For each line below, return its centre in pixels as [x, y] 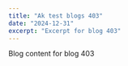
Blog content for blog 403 [51, 54]
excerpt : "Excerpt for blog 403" [65, 31]
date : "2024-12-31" [41, 23]
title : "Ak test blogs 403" [56, 16]
